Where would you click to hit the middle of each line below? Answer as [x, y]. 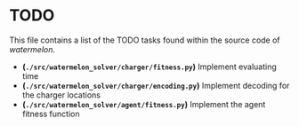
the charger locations [61, 95]
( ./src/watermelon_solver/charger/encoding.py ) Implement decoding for [156, 85]
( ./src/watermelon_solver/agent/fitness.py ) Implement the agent [144, 104]
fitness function [51, 114]
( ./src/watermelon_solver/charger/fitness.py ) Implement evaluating [149, 67]
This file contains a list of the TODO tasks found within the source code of [145, 40]
